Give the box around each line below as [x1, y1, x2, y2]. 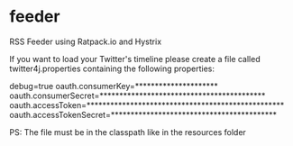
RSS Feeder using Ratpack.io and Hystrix [9, 36, 162, 47]
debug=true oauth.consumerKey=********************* [9, 80, 219, 91]
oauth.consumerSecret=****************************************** [9, 90, 266, 101]
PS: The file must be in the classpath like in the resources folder [9, 126, 246, 137]
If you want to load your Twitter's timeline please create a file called [9, 53, 261, 64]
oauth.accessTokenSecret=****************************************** [9, 109, 278, 120]
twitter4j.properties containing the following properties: [9, 63, 215, 74]
